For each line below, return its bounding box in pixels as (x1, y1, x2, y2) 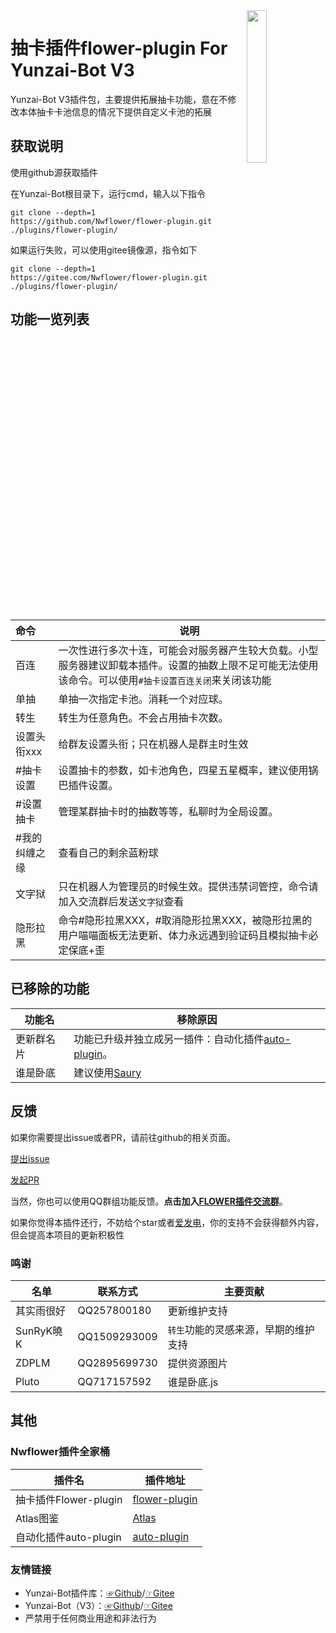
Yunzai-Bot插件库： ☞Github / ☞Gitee (24, 1587, 175, 1599)
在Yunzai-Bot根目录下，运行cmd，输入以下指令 (10, 187, 206, 199)
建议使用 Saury (73, 1065, 142, 1079)
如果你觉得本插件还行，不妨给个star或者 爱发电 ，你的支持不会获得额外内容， (10, 1216, 325, 1228)
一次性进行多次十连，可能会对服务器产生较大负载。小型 (58, 644, 319, 657)
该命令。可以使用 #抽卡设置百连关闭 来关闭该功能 (58, 674, 272, 687)
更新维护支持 (167, 1304, 228, 1318)
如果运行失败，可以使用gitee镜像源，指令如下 (10, 244, 198, 256)
